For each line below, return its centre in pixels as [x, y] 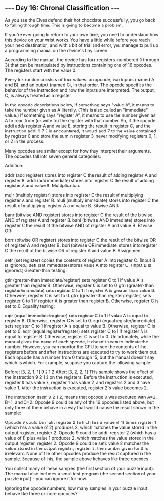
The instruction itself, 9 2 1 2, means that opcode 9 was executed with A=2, [81, 397]
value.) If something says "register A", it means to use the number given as [80, 115]
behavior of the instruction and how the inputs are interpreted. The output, [80, 90]
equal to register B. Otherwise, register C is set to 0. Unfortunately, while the [82, 336]
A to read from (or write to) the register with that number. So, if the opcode [80, 120]
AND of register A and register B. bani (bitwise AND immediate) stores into [80, 220]
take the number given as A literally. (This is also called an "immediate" [77, 110]
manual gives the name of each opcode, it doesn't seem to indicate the [77, 342]
